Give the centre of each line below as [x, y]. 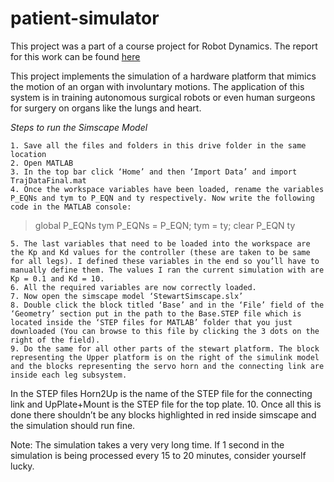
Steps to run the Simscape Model [79, 127]
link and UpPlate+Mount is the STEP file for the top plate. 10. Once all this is [166, 404]
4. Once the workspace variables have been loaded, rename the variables [167, 189]
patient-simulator [85, 18]
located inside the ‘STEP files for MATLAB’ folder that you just [151, 322]
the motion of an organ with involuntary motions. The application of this [157, 86]
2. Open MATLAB [42, 163]
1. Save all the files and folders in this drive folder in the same [158, 145]
